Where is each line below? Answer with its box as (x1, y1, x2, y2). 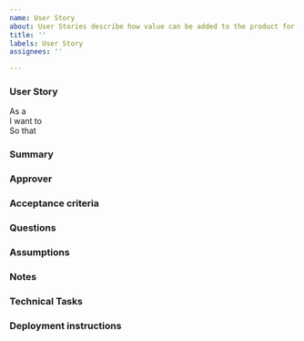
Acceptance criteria (9, 197, 100, 210)
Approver (9, 172, 53, 185)
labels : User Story (9, 38, 84, 48)
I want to (9, 116, 43, 127)
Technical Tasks (9, 294, 84, 307)
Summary (9, 148, 55, 160)
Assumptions (9, 246, 70, 259)
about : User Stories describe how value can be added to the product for (9, 22, 296, 31)
